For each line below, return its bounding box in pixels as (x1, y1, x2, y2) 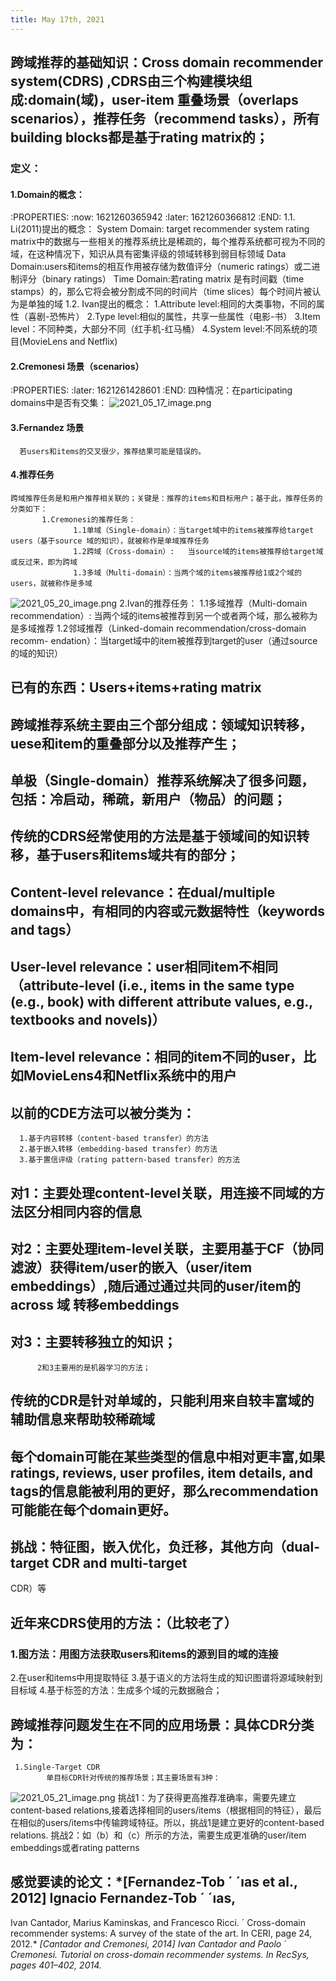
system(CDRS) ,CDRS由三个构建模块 (10, 73, 240, 90)
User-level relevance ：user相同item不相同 (10, 959, 279, 976)
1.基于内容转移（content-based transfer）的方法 (19, 1134, 209, 1144)
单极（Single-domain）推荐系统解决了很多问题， (10, 772, 315, 789)
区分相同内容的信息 (23, 1203, 142, 1220)
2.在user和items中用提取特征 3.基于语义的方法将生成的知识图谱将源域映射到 (10, 1672, 323, 1684)
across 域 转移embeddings (10, 1297, 180, 1314)
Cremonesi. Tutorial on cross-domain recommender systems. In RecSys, (10, 1948, 310, 1960)
